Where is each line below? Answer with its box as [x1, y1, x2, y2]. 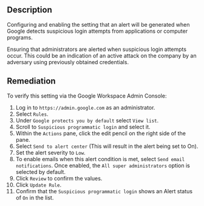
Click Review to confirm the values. [15, 174, 103, 182]
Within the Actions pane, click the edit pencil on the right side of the [15, 130, 186, 137]
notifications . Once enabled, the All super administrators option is [15, 162, 190, 169]
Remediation [7, 76, 56, 87]
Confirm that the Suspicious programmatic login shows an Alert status [15, 187, 193, 194]
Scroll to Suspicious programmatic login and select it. [15, 123, 151, 130]
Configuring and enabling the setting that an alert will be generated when [7, 21, 190, 28]
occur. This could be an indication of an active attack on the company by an [7, 51, 197, 59]
